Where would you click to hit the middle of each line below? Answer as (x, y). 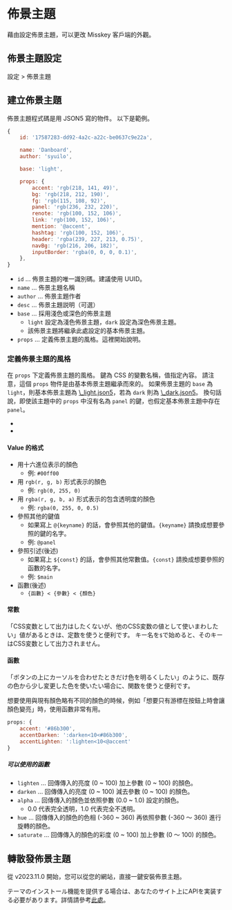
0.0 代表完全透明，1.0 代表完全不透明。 (83, 809)
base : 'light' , (41, 169)
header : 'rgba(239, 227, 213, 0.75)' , (88, 239)
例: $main (40, 577)
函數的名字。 (46, 568)
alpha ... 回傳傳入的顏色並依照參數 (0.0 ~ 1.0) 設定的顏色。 (100, 800)
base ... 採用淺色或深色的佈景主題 (64, 313)
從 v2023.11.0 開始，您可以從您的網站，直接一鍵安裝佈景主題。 (96, 877)
